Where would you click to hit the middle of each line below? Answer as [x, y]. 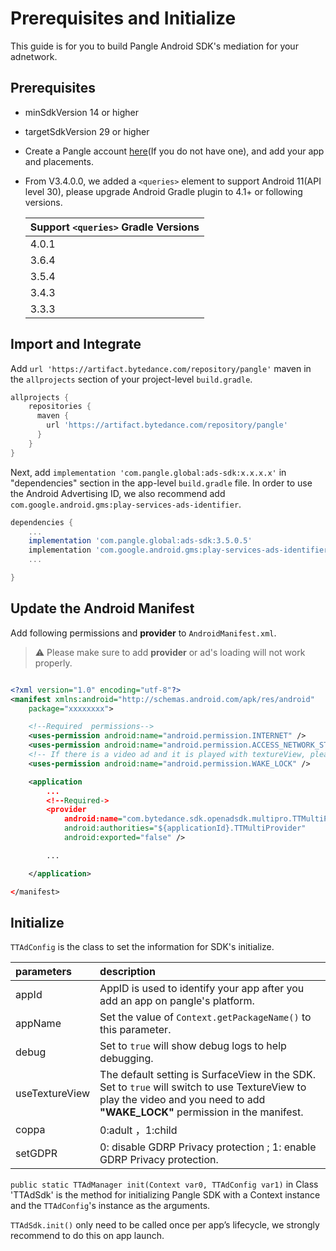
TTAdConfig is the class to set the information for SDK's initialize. [142, 947]
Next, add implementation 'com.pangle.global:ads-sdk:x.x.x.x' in [148, 472]
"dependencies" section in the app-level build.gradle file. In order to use [161, 483]
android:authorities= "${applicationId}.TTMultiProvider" [185, 828]
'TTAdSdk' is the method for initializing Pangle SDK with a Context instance [165, 1195]
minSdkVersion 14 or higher [81, 112]
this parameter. [135, 1030]
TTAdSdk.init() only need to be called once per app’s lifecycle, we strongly [165, 1225]
